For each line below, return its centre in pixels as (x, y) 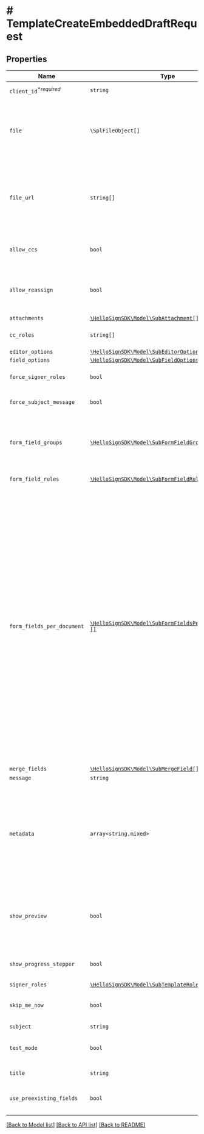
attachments (27, 318)
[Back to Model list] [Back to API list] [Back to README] (76, 1125)
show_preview (28, 916)
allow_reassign (31, 290)
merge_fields (28, 769)
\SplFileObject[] (115, 131)
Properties (27, 59)
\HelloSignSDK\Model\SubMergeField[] (144, 769)
